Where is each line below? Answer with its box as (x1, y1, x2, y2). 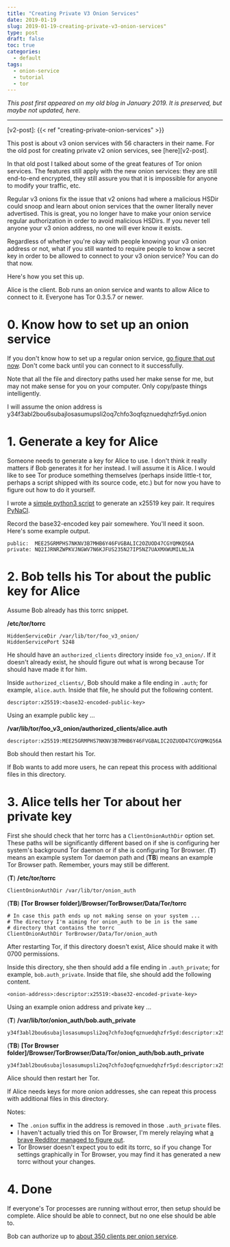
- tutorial (13, 73, 44, 81)
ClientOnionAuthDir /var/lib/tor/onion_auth (7, 887, 136, 894)
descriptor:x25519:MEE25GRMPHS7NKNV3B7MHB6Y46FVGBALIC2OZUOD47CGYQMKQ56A (7, 738, 222, 744)
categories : (7, 49, 41, 56)
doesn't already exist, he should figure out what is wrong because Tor (7, 658, 205, 666)
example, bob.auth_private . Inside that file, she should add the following (7, 971, 212, 978)
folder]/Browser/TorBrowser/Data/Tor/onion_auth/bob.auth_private (7, 1049, 205, 1056)
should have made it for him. (7, 666, 88, 674)
